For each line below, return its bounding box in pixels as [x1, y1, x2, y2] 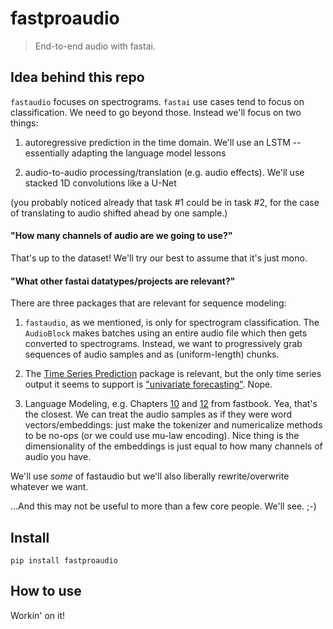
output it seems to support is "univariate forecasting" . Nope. [24, 378, 273, 391]
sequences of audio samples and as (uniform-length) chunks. [24, 348, 280, 361]
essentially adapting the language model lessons [24, 147, 227, 159]
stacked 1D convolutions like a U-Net [24, 177, 177, 189]
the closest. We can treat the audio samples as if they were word [24, 408, 293, 421]
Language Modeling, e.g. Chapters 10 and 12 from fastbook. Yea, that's [24, 398, 318, 410]
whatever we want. [10, 481, 89, 493]
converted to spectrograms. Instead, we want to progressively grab [24, 338, 303, 350]
